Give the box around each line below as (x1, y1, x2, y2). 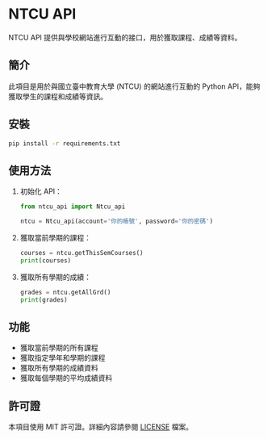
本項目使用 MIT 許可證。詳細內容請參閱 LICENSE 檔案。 (8, 422, 194, 432)
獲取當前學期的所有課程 (19, 343, 98, 353)
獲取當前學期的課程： (19, 233, 91, 242)
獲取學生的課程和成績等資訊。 (8, 91, 107, 101)
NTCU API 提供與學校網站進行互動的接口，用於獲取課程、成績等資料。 (8, 32, 242, 42)
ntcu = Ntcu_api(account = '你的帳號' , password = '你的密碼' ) (19, 217, 214, 226)
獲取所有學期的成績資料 (19, 363, 98, 373)
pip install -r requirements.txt (8, 139, 121, 148)
